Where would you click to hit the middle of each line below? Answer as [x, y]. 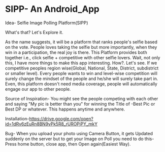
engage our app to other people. [38, 89]
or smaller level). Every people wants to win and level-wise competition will [81, 73]
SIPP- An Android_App [52, 9]
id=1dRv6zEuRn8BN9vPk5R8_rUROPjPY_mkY [51, 124]
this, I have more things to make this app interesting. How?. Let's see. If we [81, 63]
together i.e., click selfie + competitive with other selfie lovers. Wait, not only [83, 57]
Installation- [17, 118]
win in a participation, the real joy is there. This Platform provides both [76, 52]
